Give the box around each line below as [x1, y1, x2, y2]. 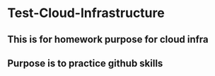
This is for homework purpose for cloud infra [7, 33, 209, 45]
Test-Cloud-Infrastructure [7, 5, 165, 21]
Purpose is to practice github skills [7, 57, 163, 69]
